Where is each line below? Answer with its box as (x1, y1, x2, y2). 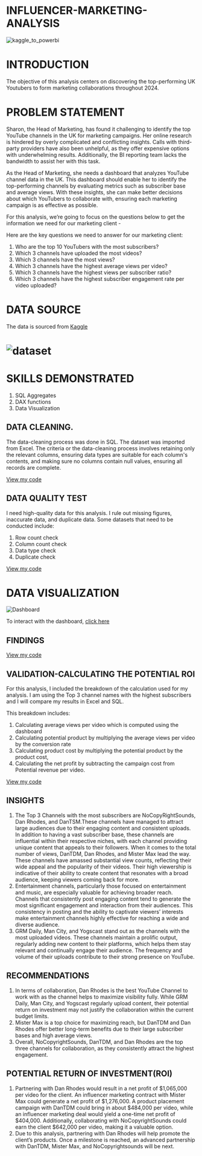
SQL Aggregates (14, 392, 56, 399)
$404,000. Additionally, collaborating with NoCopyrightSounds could (14, 1117, 187, 1124)
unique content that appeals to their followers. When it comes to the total (14, 844, 197, 851)
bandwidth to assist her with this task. (6, 157, 101, 165)
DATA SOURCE (6, 303, 81, 317)
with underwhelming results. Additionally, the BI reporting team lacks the (6, 151, 187, 158)
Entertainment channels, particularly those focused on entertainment (14, 882, 186, 890)
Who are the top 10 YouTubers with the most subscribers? (14, 243, 159, 250)
